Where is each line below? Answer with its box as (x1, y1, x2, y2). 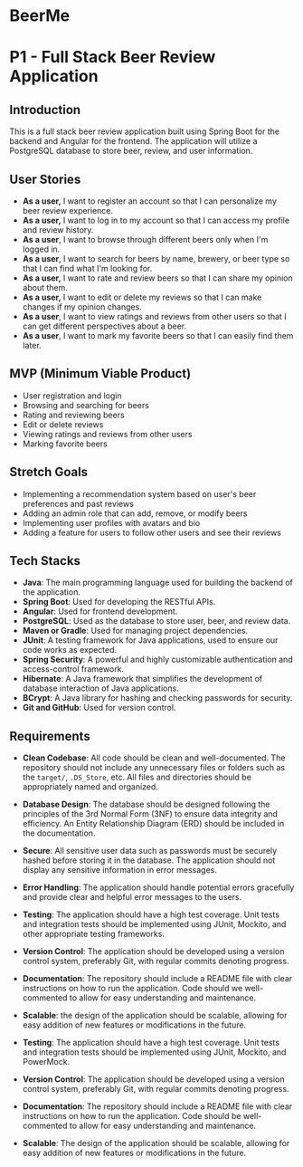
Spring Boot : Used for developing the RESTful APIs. (22, 597, 216, 607)
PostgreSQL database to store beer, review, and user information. (9, 146, 253, 157)
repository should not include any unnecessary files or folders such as (22, 762, 286, 773)
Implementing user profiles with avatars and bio (22, 517, 201, 528)
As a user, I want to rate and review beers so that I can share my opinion (22, 273, 293, 283)
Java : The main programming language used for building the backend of (22, 577, 294, 588)
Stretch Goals (9, 464, 89, 480)
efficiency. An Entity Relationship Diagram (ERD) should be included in (22, 818, 285, 829)
